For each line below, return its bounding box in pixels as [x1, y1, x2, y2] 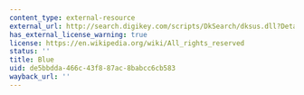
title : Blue [9, 55, 54, 64]
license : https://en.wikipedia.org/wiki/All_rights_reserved [9, 38, 245, 48]
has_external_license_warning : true [9, 30, 147, 39]
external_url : [9, 22, 63, 31]
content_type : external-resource [9, 13, 136, 23]
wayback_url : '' [9, 72, 71, 81]
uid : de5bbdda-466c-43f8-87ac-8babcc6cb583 [9, 64, 176, 73]
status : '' [9, 47, 51, 56]
